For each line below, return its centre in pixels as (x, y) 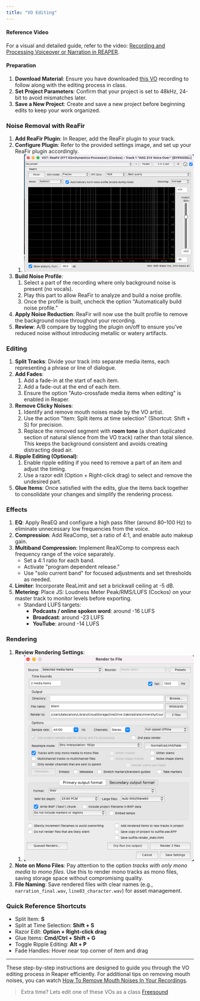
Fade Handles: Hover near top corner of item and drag (81, 951)
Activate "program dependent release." (72, 567)
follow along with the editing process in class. (71, 85)
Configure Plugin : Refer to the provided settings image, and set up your (103, 145)
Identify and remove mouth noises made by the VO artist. (93, 412)
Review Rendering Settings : (50, 652)
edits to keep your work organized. (57, 111)
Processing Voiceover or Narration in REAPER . (63, 52)
